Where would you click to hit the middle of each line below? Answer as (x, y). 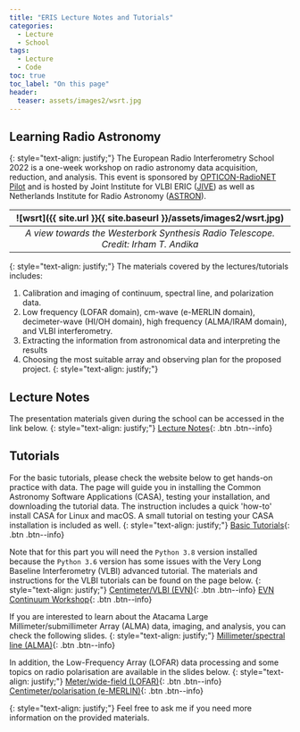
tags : (19, 51)
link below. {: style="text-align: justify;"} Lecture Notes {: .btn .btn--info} (141, 428)
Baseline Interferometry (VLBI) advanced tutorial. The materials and (133, 570)
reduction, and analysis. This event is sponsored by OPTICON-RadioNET (143, 177)
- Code (29, 68)
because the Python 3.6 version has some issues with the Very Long (135, 561)
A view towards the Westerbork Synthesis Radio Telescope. (150, 233)
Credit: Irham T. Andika (150, 245)
